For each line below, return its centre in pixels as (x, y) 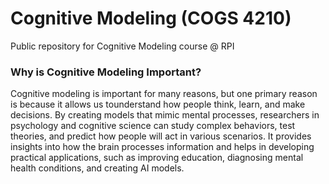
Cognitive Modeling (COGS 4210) (151, 18)
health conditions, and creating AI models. (97, 168)
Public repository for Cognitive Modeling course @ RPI (122, 46)
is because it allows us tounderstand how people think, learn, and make (158, 104)
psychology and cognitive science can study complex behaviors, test (153, 126)
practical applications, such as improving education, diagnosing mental (157, 158)
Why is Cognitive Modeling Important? (106, 72)
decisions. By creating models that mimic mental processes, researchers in (165, 115)
